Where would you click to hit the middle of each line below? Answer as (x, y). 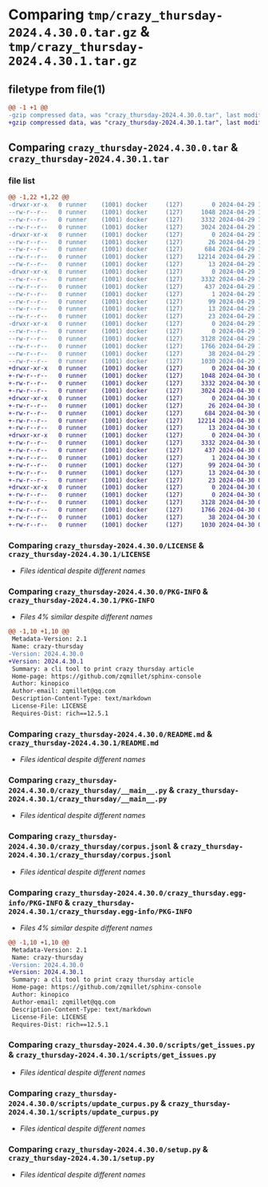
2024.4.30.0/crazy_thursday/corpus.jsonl (90, 847)
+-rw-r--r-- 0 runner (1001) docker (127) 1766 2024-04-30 (132, 510)
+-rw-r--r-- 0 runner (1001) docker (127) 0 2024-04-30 (132, 495)
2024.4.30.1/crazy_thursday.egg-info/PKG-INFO (100, 911)
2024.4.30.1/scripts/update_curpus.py (84, 1112)
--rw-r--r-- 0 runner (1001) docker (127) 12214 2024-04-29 (132, 257)
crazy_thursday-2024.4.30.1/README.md (84, 743)
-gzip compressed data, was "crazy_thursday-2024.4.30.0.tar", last (124, 115)
